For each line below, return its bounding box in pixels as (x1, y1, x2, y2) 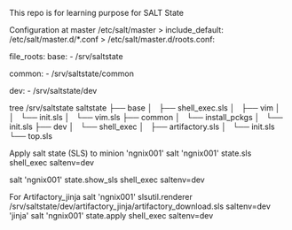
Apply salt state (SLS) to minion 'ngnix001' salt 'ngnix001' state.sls (9, 148, 252, 158)
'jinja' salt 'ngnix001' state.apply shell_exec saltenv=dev (9, 211, 214, 220)
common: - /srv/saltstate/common (9, 68, 135, 79)
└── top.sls (9, 131, 53, 141)
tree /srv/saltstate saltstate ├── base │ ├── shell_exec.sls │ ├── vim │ (9, 103, 281, 113)
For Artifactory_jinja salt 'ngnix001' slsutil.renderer (9, 192, 193, 202)
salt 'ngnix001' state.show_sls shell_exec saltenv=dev (9, 174, 206, 185)
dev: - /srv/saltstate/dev (9, 86, 98, 96)
